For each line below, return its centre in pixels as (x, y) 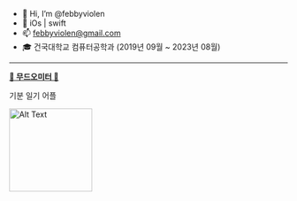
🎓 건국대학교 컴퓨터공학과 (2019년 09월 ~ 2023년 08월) (121, 47)
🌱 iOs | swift (44, 23)
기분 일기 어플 (33, 96)
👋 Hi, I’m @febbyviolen (63, 14)
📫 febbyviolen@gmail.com (71, 33)
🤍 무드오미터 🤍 (34, 77)
